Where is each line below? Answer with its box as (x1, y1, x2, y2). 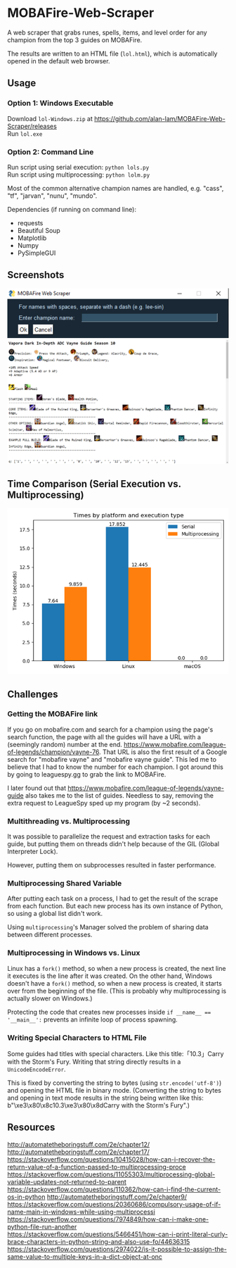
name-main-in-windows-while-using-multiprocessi (7, 1207, 156, 1216)
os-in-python (7, 1192, 46, 1201)
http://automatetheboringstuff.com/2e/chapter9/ (46, 1192, 188, 1201)
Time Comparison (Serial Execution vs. (7, 477, 181, 490)
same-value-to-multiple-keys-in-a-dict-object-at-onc (7, 1252, 163, 1261)
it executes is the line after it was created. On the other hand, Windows (7, 972, 213, 980)
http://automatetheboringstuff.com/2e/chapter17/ (7, 1148, 150, 1156)
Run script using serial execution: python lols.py (7, 163, 150, 171)
